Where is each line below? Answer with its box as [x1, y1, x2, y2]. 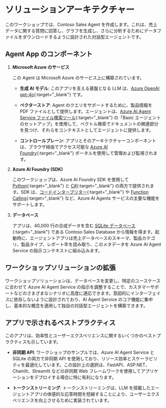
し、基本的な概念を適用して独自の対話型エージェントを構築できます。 [5, 302, 148, 308]
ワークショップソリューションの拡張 [5, 264, 116, 272]
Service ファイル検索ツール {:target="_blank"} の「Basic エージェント [19, 115, 161, 121]
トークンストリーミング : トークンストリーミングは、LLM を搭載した [12, 385, 151, 391]
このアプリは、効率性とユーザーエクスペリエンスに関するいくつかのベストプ [5, 333, 161, 339]
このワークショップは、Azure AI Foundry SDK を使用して [12, 176, 129, 182]
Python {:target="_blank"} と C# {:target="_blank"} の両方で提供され [12, 182, 150, 189]
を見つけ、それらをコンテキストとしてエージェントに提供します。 [19, 127, 154, 133]
